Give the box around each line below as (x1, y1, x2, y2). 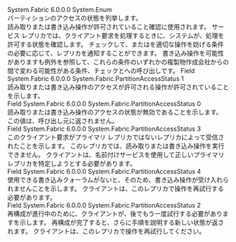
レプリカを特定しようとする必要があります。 (7, 160, 137, 167)
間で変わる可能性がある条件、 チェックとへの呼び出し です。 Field (7, 67, 195, 75)
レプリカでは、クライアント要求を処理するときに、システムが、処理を (20, 32, 225, 39)
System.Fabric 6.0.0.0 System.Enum (7, 6, 113, 13)
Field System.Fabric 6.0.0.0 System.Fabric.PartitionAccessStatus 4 (7, 167, 201, 175)
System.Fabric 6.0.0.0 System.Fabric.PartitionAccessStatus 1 (7, 75, 185, 82)
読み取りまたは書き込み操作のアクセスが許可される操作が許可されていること (7, 83, 229, 91)
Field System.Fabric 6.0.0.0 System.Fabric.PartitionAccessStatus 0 (7, 100, 201, 108)
